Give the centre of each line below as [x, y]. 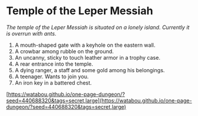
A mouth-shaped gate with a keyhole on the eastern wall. [85, 45]
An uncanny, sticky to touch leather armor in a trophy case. [88, 57]
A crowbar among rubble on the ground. [64, 51]
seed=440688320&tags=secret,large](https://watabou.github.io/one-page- [99, 100]
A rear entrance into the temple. [54, 64]
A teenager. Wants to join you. [52, 76]
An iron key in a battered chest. [53, 83]
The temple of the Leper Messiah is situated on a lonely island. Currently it [98, 27]
